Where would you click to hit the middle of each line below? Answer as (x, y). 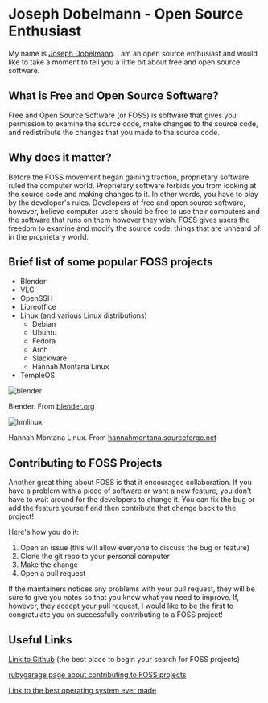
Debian (44, 324)
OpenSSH (36, 298)
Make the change (49, 565)
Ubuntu (44, 333)
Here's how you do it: (44, 532)
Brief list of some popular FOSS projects (111, 262)
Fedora (44, 341)
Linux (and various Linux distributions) (83, 315)
